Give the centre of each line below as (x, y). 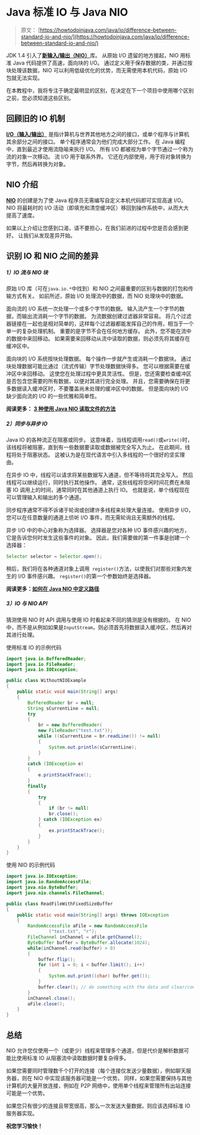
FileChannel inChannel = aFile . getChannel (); (85, 937)
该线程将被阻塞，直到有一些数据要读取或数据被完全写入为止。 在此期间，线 (98, 447)
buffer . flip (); (57, 959)
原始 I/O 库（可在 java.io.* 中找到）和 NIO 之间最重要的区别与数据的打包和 (97, 288)
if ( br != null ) (69, 808)
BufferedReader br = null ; (61, 703)
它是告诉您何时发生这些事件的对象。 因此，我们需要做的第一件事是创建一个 (98, 537)
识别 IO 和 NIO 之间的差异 (53, 256)
